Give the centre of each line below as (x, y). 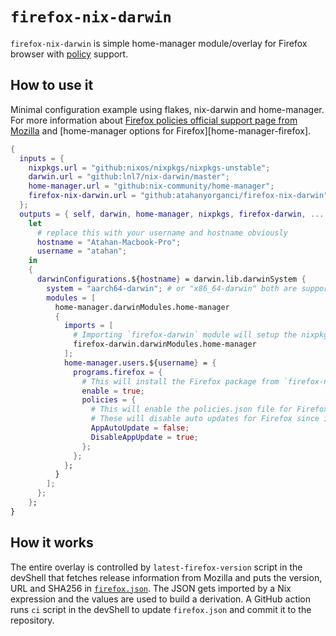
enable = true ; (113, 391)
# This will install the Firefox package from (180, 381)
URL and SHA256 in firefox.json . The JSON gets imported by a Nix (151, 588)
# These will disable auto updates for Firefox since (205, 419)
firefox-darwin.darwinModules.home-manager (165, 344)
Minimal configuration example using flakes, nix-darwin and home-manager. (167, 109)
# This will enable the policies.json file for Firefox (209, 409)
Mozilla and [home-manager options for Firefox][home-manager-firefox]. (161, 130)
